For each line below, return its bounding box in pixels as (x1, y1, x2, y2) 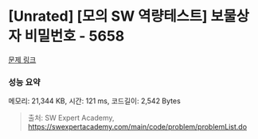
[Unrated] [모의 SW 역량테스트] (8, 7, 208, 25)
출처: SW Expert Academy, (27, 113, 115, 123)
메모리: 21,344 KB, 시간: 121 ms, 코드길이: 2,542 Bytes (8, 96, 181, 106)
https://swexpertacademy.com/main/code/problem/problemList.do (27, 122, 248, 132)
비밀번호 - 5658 (24, 27, 125, 45)
